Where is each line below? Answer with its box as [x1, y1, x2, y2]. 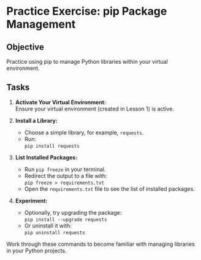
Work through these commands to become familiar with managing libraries [6, 240, 195, 248]
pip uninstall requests [24, 229, 86, 235]
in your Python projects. [6, 247, 67, 254]
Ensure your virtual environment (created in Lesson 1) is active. [15, 105, 175, 112]
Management [6, 17, 76, 31]
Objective [6, 42, 45, 52]
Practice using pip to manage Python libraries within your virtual [6, 58, 169, 65]
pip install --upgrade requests [24, 216, 107, 223]
